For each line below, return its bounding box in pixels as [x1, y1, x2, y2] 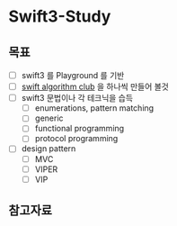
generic [34, 113, 64, 123]
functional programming [34, 123, 125, 134]
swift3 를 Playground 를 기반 [21, 70, 125, 80]
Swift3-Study [8, 6, 111, 27]
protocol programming [34, 133, 119, 144]
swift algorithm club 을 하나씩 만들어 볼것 [21, 81, 170, 92]
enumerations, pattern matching [34, 103, 155, 113]
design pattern [21, 143, 76, 154]
